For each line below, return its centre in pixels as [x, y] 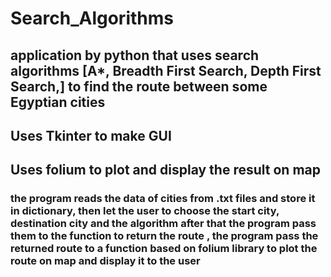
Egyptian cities [58, 102]
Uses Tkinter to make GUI [91, 135]
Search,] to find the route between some [139, 86]
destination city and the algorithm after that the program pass [163, 224]
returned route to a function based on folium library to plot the [164, 249]
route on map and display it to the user [105, 261]
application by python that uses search [135, 55]
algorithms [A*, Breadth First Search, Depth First [166, 70]
